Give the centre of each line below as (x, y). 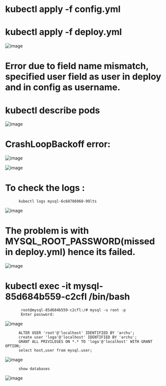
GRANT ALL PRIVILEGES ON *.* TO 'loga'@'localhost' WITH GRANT (85, 341)
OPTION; (13, 346)
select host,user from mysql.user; (55, 350)
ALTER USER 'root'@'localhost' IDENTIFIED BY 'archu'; (77, 333)
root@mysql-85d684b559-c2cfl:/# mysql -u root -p (73, 310)
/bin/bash (110, 297)
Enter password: (38, 314)
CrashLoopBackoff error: (58, 144)
